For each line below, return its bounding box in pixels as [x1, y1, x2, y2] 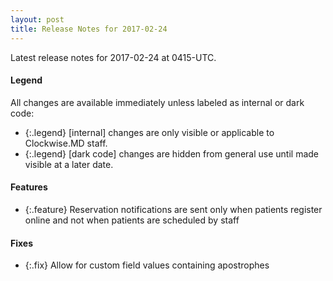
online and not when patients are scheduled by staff [24, 214, 240, 226]
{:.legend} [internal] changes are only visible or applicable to [24, 126, 275, 138]
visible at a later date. [24, 158, 114, 170]
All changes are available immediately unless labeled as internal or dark [10, 96, 305, 108]
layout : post [10, 14, 65, 25]
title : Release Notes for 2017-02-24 [10, 24, 168, 34]
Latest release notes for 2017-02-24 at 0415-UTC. [10, 51, 217, 63]
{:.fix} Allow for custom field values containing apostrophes [24, 259, 270, 271]
